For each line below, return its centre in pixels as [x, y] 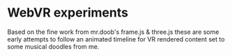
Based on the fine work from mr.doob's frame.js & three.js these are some [113, 32]
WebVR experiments [68, 13]
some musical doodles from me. [53, 46]
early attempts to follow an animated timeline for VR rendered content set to [116, 39]
